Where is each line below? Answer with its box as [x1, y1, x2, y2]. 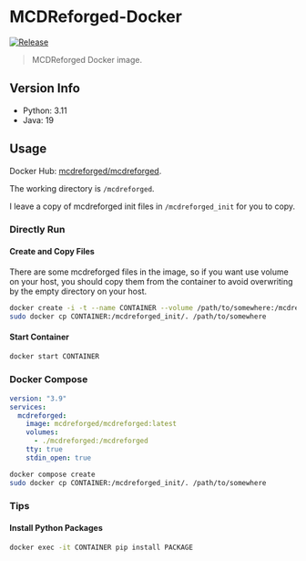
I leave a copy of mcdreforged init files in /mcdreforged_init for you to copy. [9, 201, 296, 212]
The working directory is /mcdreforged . [9, 182, 155, 193]
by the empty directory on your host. [9, 286, 148, 296]
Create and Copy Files [9, 246, 96, 257]
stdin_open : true [25, 453, 92, 462]
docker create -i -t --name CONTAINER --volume [9, 303, 194, 312]
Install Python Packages [9, 523, 103, 534]
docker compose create [9, 470, 96, 479]
